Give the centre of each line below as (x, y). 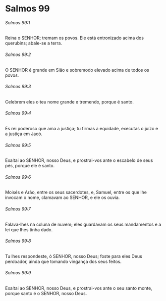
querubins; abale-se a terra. (34, 43)
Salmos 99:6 (18, 177)
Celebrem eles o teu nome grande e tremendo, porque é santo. (69, 101)
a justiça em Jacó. (24, 134)
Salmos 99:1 (18, 22)
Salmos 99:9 (18, 273)
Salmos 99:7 (18, 209)
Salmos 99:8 (18, 241)
